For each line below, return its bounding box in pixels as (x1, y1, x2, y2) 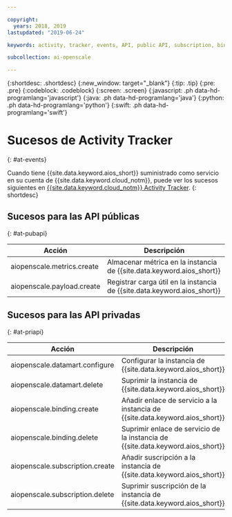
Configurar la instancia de (121, 355, 205, 365)
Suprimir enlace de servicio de (121, 424, 221, 433)
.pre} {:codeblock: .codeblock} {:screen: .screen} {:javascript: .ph (7, 86, 193, 95)
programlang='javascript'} (7, 94, 81, 102)
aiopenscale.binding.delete (10, 433, 99, 442)
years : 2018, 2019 (13, 22, 67, 30)
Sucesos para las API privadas (7, 309, 141, 321)
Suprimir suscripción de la (121, 481, 206, 491)
